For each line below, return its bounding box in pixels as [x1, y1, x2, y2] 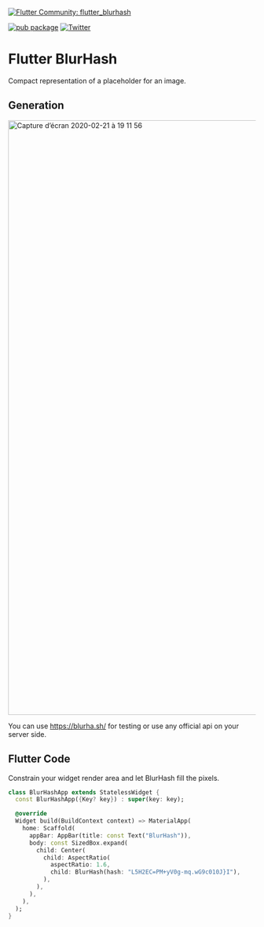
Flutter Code [8, 753, 71, 766]
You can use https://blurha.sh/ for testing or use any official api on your [8, 721, 240, 731]
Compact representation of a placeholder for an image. [8, 75, 186, 86]
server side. [8, 729, 47, 738]
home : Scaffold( [22, 825, 76, 833]
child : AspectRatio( [42, 853, 111, 862]
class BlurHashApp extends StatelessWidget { [8, 788, 159, 797]
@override [15, 810, 47, 818]
